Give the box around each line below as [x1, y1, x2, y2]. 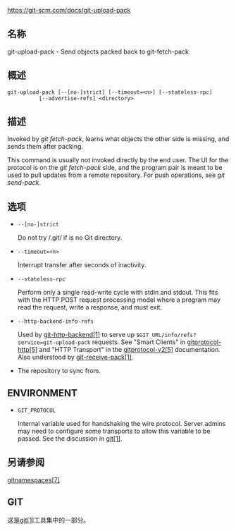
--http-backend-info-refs [17, 318, 94, 325]
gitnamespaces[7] [7, 475, 60, 484]
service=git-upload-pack [17, 339, 91, 346]
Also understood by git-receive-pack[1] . [17, 353, 134, 362]
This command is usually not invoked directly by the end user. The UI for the [7, 156, 229, 164]
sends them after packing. [7, 142, 83, 151]
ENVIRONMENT [7, 387, 77, 399]
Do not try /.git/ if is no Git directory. [17, 233, 123, 242]
